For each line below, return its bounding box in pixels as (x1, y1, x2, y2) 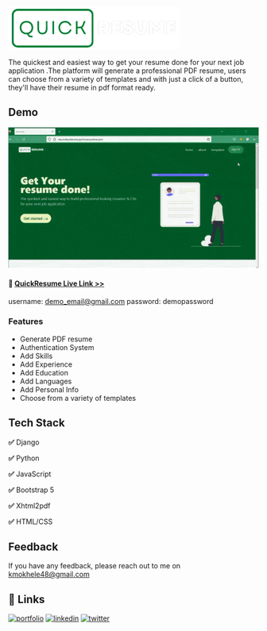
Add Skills (19, 351, 53, 360)
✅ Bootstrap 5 (8, 485, 55, 494)
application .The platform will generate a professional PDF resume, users (8, 66, 246, 75)
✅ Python (8, 453, 40, 463)
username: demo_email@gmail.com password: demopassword (8, 296, 214, 306)
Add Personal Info (19, 384, 79, 394)
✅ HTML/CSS (8, 517, 53, 526)
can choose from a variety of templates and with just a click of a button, (8, 75, 244, 83)
